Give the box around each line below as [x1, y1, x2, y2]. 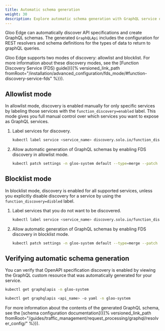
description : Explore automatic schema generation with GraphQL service [5, 16, 157, 21]
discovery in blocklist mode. [12, 231, 70, 237]
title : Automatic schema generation [5, 7, 80, 12]
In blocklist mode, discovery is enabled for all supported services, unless [5, 187, 153, 194]
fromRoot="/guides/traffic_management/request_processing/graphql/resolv [5, 315, 159, 321]
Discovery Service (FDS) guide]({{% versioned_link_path [5, 65, 120, 71]
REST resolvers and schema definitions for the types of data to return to [5, 40, 151, 46]
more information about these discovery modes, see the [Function [5, 60, 139, 66]
